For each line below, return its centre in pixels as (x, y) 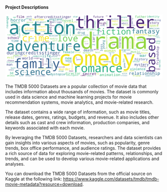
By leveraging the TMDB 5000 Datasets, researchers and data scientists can (84, 138)
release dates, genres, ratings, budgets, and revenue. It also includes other (82, 117)
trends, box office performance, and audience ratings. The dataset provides (83, 148)
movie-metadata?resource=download (44, 185)
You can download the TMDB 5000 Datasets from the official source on (79, 174)
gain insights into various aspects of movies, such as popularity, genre (78, 143)
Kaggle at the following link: (34, 179)
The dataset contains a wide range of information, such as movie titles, (78, 112)
